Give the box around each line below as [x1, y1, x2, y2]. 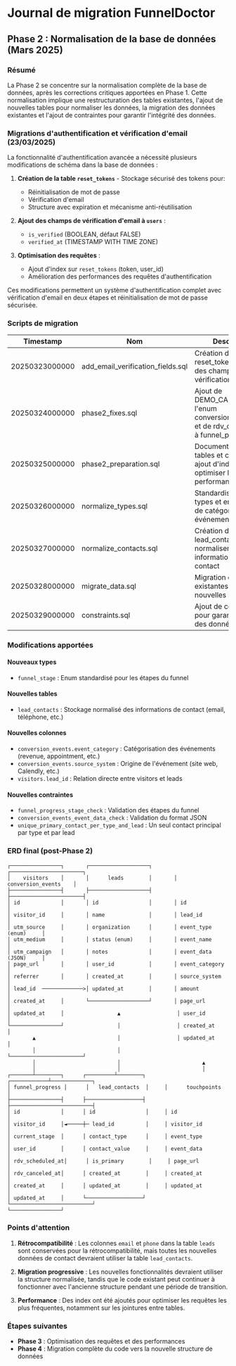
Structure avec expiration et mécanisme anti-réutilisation [27, 203, 192, 212]
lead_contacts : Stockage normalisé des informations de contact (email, [17, 705, 226, 713]
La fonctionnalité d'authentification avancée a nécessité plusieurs [7, 153, 197, 162]
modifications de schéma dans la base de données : [7, 160, 158, 170]
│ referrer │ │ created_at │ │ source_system [7, 973, 221, 980]
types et [194, 497, 222, 507]
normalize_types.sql [81, 502, 148, 511]
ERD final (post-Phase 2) [7, 846, 93, 856]
